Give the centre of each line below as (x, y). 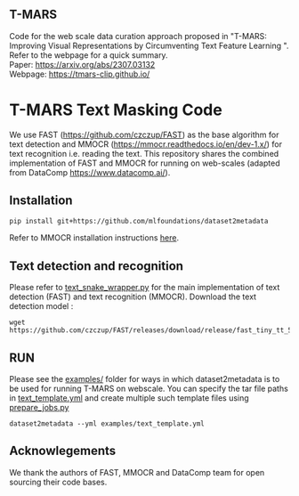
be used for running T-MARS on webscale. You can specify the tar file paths (149, 389)
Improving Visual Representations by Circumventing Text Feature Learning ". (149, 45)
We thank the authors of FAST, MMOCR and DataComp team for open (137, 472)
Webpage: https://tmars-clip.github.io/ (80, 74)
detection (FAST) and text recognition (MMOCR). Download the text (133, 297)
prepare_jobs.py (39, 408)
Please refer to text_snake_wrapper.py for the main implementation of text (145, 288)
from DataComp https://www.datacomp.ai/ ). (90, 172)
